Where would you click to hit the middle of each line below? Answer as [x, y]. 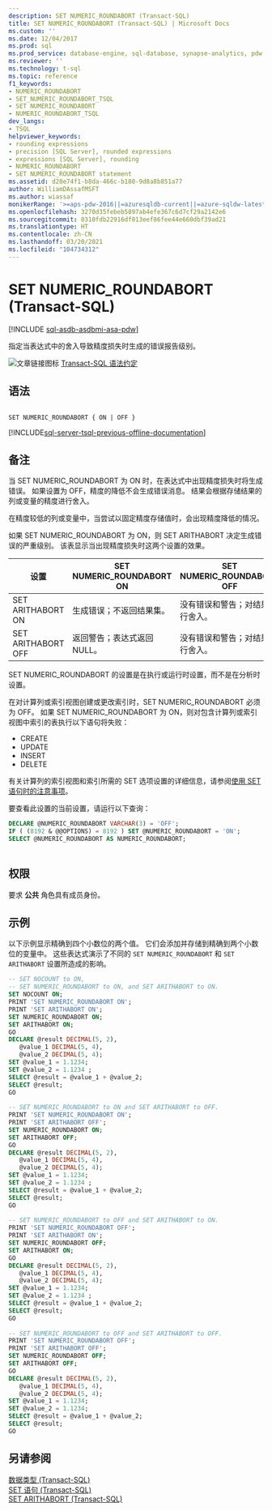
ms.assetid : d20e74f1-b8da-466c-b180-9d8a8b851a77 [96, 182]
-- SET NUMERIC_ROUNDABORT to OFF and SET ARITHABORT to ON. [114, 1220]
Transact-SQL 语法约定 [99, 363]
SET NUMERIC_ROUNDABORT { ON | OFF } [72, 417]
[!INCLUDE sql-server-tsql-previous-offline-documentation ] [107, 432]
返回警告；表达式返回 [113, 638]
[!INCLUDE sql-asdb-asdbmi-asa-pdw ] [74, 329]
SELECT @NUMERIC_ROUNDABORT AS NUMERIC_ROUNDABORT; [97, 839]
